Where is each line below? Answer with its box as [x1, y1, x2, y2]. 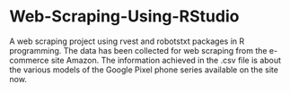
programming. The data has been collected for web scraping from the [9, 45, 268, 55]
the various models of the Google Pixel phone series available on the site [9, 64, 278, 75]
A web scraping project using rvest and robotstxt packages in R [9, 36, 245, 46]
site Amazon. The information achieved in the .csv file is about [50, 54, 281, 65]
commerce [9, 54, 49, 65]
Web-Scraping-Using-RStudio [9, 6, 240, 27]
